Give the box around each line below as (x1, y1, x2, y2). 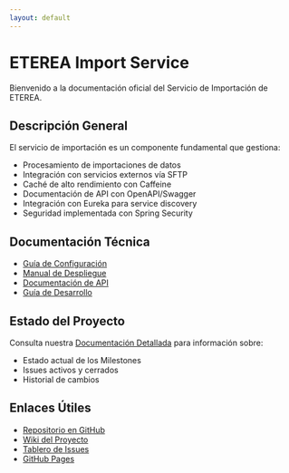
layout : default (9, 13, 71, 23)
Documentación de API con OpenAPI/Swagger (22, 188, 197, 199)
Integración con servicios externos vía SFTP (22, 169, 188, 180)
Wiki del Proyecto (22, 434, 89, 445)
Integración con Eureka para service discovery (22, 198, 197, 209)
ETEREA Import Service (9, 52, 190, 72)
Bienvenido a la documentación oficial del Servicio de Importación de (9, 82, 269, 93)
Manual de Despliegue (22, 268, 107, 279)
